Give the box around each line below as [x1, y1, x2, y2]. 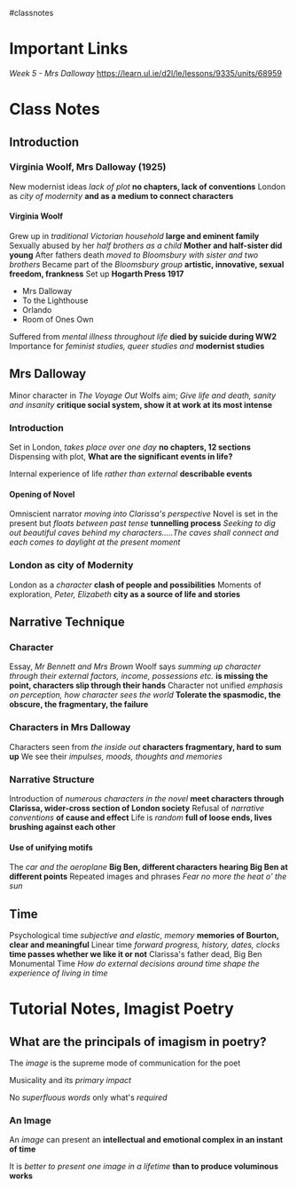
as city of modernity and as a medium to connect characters [9, 190, 234, 201]
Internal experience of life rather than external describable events [9, 468, 253, 479]
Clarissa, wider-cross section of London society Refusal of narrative [9, 802, 264, 813]
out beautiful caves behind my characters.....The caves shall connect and [9, 528, 279, 538]
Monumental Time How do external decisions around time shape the [9, 958, 260, 969]
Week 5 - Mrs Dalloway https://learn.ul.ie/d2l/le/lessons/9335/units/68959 [9, 68, 282, 78]
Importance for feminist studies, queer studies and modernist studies [9, 341, 265, 352]
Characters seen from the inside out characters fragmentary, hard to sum [9, 741, 282, 752]
